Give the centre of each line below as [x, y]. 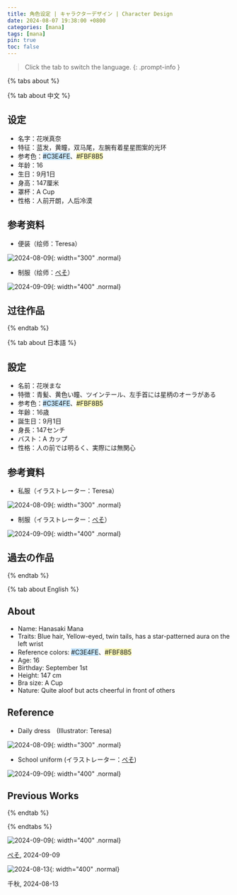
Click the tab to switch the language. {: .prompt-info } [102, 67]
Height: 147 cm [40, 675]
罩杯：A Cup [36, 192]
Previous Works [43, 796]
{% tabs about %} [34, 81]
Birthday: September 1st [52, 667]
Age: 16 [29, 660]
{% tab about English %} [43, 589]
